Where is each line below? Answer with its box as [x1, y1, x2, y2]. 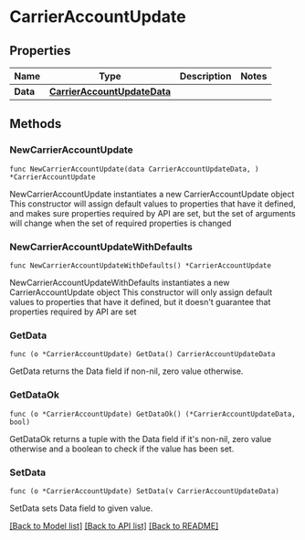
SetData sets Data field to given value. [9, 503, 153, 514]
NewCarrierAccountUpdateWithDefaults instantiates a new [9, 277, 230, 288]
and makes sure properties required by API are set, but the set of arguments [9, 207, 296, 218]
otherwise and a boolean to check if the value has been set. [9, 443, 235, 454]
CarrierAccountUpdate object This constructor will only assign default [9, 286, 273, 298]
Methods [9, 116, 62, 132]
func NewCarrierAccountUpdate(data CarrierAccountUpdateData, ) [9, 164, 259, 174]
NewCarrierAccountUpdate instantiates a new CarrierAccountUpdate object [9, 188, 295, 199]
